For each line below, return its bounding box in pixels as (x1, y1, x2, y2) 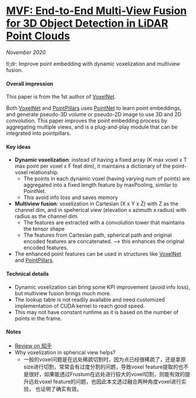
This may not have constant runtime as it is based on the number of (14, 308, 179, 315)
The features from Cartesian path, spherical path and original (23, 231, 172, 239)
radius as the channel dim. (14, 213, 79, 220)
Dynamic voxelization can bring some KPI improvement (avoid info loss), (14, 283, 190, 291)
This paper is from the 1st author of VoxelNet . (6, 93, 117, 100)
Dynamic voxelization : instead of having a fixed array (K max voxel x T (14, 156, 187, 164)
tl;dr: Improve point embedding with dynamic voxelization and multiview (6, 60, 181, 67)
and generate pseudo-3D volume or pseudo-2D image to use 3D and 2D (6, 111, 182, 118)
